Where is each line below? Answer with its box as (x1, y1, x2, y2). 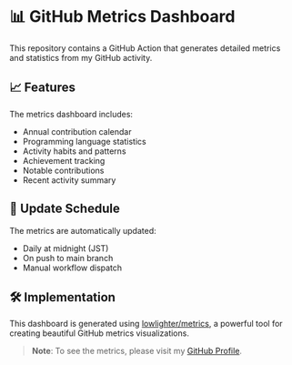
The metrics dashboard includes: (9, 108, 134, 119)
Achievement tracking (22, 155, 106, 166)
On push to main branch (22, 252, 114, 263)
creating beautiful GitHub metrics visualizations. (9, 328, 189, 339)
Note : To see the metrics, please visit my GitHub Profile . (31, 346, 243, 357)
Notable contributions (22, 165, 105, 176)
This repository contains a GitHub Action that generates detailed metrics (9, 42, 281, 54)
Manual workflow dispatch (22, 262, 123, 273)
